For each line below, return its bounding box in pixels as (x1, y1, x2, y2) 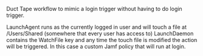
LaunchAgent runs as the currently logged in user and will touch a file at (6, 24, 187, 30)
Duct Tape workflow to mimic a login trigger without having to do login (6, 5, 182, 12)
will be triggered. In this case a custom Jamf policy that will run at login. (6, 43, 186, 50)
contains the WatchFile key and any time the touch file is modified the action (6, 37, 198, 43)
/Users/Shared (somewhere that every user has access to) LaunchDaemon (6, 30, 194, 37)
